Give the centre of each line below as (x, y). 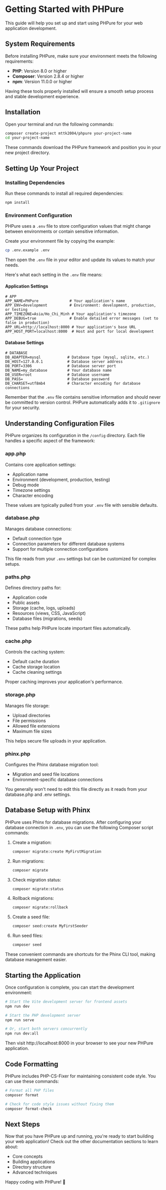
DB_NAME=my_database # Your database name (58, 371)
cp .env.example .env (28, 250)
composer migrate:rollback (40, 907)
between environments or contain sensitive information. (62, 231)
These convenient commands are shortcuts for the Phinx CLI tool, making (80, 954)
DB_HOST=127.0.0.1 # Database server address (64, 362)
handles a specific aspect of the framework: (50, 441)
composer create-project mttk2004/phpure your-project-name (69, 133)
